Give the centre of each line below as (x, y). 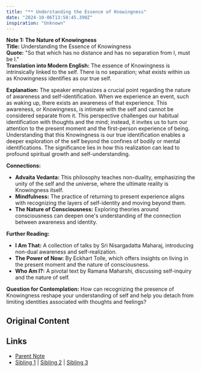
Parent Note (30, 356)
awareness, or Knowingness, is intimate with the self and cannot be (90, 110)
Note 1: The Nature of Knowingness (51, 40)
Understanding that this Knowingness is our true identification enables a (96, 135)
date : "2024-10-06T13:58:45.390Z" (50, 17)
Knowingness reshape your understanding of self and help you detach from (100, 296)
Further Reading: (28, 234)
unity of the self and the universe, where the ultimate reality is (91, 184)
